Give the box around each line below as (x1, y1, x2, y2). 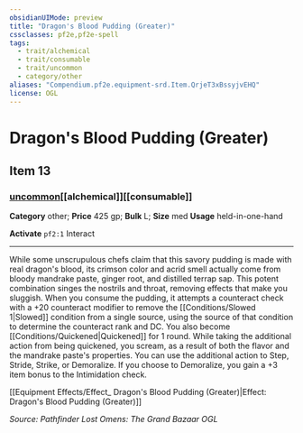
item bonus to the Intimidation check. (9, 369, 147, 380)
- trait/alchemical (17, 47, 91, 56)
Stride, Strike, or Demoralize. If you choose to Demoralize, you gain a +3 (9, 360, 278, 371)
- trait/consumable (17, 55, 91, 64)
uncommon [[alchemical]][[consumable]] (9, 190, 193, 203)
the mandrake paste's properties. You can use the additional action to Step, (9, 350, 289, 361)
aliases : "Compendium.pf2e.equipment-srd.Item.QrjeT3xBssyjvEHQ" (9, 80, 260, 89)
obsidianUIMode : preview (9, 13, 103, 23)
